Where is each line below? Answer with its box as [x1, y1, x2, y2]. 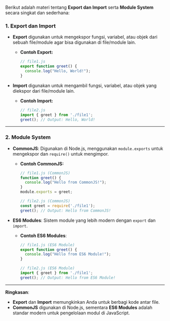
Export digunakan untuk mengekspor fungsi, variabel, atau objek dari [12, 34, 158, 40]
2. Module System [5, 134, 51, 141]
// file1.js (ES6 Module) [20, 242, 75, 247]
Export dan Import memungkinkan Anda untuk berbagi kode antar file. [12, 299, 160, 305]
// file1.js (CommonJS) [20, 170, 71, 176]
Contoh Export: [20, 49, 53, 55]
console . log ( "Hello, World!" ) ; [24, 69, 91, 74]
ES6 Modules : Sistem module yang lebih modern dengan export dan [12, 217, 156, 223]
